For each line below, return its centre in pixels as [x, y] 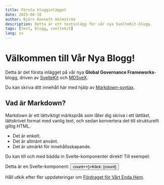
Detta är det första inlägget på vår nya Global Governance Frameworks [80, 72]
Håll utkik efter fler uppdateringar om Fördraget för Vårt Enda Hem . [75, 177]
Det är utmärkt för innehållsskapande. [52, 146]
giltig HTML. [18, 126]
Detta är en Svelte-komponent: [37, 166]
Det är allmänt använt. [35, 141]
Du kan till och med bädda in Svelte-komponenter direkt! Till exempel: [78, 156]
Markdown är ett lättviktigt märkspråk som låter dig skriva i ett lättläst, [78, 115]
